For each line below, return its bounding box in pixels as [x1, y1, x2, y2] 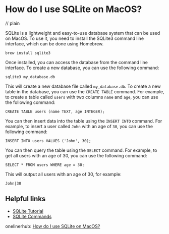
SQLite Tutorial [12, 208, 44, 214]
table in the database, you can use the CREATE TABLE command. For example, [5, 88, 164, 94]
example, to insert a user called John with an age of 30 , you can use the [5, 123, 153, 129]
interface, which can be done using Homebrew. [5, 40, 104, 46]
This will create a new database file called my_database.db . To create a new [5, 83, 161, 89]
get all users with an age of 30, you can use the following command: [5, 152, 147, 158]
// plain [5, 20, 20, 26]
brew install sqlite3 [5, 50, 51, 55]
